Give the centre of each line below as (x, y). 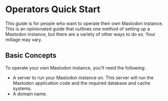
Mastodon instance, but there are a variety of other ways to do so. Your (80, 34)
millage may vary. (24, 40)
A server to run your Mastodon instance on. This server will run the (83, 78)
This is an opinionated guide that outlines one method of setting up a (78, 28)
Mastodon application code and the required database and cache (81, 83)
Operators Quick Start (53, 9)
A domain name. (30, 94)
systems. (22, 88)
